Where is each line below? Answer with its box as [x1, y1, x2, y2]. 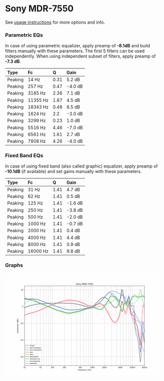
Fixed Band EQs [5, 152, 43, 159]
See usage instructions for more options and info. [5, 19, 106, 25]
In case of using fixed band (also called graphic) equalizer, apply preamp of [5, 163, 158, 169]
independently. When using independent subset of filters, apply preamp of [5, 53, 156, 59]
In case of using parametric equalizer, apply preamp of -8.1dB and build [5, 43, 151, 49]
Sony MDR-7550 [5, 3, 74, 14]
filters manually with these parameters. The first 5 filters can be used [5, 48, 145, 54]
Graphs [5, 262, 23, 269]
